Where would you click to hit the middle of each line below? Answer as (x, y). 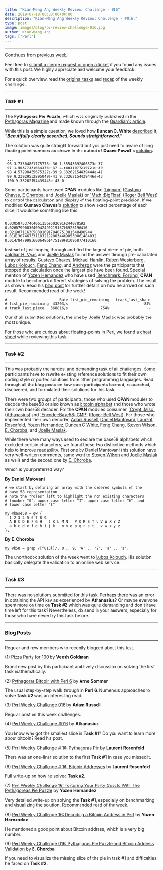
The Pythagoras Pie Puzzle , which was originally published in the (71, 117)
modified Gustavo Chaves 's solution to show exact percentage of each (76, 205)
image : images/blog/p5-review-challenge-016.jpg (55, 28)
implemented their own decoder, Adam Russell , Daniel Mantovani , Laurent (79, 420)
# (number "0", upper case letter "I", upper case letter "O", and (75, 501)
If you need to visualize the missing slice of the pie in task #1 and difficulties (81, 858)
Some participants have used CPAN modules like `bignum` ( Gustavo (73, 190)
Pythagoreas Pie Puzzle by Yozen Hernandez (51, 791)
